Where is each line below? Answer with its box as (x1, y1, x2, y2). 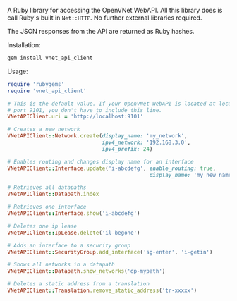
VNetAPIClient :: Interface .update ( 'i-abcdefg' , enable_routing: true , (7, 165, 217, 172)
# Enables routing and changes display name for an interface (7, 158, 194, 165)
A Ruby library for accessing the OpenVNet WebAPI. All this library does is (7, 6, 223, 14)
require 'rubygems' (7, 80, 65, 87)
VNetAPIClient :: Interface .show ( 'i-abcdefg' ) (7, 210, 140, 217)
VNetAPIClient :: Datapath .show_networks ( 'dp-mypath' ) (7, 268, 166, 275)
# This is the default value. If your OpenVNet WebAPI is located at (7, 100, 217, 107)
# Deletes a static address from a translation (7, 281, 150, 288)
